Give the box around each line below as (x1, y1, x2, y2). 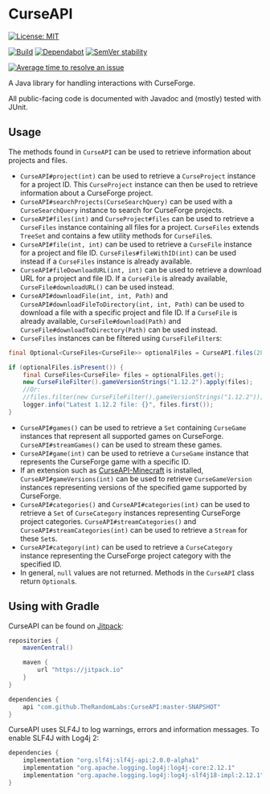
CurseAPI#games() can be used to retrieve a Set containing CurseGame (19, 423, 247, 432)
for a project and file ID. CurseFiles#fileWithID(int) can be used (19, 248, 237, 257)
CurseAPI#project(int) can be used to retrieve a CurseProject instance (19, 170, 256, 181)
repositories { (8, 636, 59, 645)
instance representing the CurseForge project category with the (19, 550, 231, 560)
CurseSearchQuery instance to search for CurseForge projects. (19, 205, 224, 215)
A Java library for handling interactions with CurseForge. (8, 78, 195, 88)
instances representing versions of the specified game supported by (19, 482, 247, 492)
